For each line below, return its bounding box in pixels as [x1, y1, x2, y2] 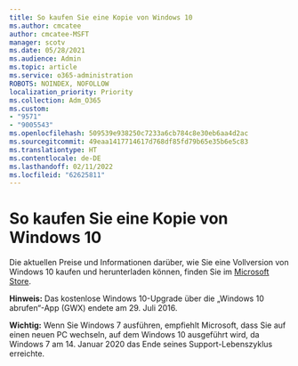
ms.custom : [9, 104, 50, 113]
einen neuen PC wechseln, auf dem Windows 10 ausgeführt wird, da [9, 329, 260, 340]
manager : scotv [9, 37, 66, 47]
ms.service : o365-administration [9, 71, 133, 80]
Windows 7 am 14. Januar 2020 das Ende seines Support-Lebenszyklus [9, 339, 273, 350]
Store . [9, 276, 32, 287]
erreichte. [9, 348, 45, 359]
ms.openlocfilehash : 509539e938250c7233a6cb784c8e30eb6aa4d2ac [9, 129, 249, 138]
